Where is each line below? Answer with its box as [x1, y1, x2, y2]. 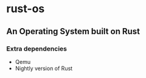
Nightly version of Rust [15, 65, 73, 72]
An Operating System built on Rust [6, 26, 141, 37]
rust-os [6, 2, 45, 16]
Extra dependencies [6, 44, 67, 53]
